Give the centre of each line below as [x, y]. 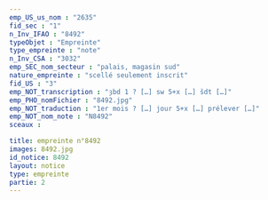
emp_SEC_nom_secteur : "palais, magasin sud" [95, 68]
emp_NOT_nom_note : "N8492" [61, 116]
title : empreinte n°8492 [55, 141]
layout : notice [37, 165]
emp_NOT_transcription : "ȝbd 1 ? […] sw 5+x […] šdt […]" [121, 92]
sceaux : [25, 125]
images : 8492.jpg [41, 149]
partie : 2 [28, 182]
